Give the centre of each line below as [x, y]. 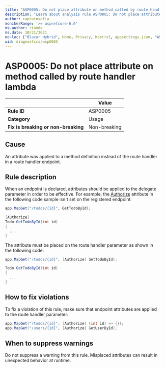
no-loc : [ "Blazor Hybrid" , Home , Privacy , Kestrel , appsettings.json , [79, 37]
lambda [21, 87]
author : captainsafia [27, 19]
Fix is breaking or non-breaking [46, 127]
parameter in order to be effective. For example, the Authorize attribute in [79, 194]
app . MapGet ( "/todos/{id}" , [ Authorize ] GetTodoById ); [61, 259]
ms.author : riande [24, 28]
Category [19, 119]
